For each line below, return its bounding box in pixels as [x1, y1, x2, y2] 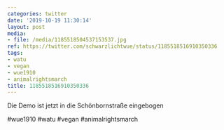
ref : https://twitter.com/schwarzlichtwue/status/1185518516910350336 [7, 43, 218, 50]
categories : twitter [7, 10, 68, 18]
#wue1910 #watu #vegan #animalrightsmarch [7, 115, 139, 124]
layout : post [7, 23, 45, 30]
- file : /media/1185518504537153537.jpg [7, 37, 127, 44]
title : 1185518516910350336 [7, 82, 90, 89]
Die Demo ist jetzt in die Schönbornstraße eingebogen [7, 101, 164, 110]
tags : [7, 50, 23, 57]
